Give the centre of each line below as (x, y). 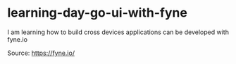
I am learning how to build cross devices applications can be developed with (118, 32)
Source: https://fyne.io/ (41, 53)
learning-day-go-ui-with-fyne (98, 13)
